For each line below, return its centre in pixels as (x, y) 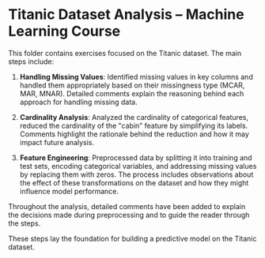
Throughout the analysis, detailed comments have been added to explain (127, 206)
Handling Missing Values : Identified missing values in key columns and (136, 77)
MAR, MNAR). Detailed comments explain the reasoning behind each (132, 93)
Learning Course (64, 31)
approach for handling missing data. (78, 102)
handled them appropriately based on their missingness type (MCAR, (132, 85)
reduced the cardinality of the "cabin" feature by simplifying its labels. (134, 125)
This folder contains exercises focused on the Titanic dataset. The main (125, 53)
